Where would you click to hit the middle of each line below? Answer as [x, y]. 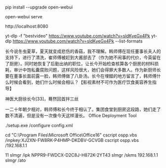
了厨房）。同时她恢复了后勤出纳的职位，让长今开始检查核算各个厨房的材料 [80, 63]
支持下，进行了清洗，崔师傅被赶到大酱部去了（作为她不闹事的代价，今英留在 [83, 57]
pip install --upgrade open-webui [39, 7]
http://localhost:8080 [27, 26]
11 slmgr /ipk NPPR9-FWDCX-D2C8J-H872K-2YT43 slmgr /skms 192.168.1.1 [82, 155]
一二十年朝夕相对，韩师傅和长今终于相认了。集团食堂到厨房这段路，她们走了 [83, 109]
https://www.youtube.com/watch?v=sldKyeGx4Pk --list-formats [78, 41]
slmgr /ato [16, 160]
